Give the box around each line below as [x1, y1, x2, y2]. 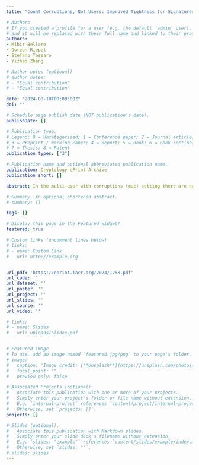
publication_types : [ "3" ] [6, 151, 70, 157]
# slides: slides [6, 450, 49, 456]
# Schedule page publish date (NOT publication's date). [6, 112, 150, 118]
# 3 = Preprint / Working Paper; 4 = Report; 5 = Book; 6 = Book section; [6, 140, 195, 145]
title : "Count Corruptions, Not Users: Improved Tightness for [6, 8, 166, 15]
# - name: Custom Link [6, 248, 62, 254]
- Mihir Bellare [6, 42, 46, 48]
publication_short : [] [6, 172, 62, 178]
